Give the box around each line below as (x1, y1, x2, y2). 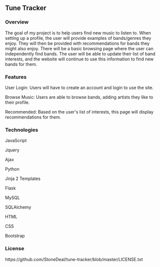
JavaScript (5, 138, 27, 144)
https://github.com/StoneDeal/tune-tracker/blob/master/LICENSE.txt (5, 256, 143, 262)
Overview (5, 19, 29, 26)
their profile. (5, 99, 30, 105)
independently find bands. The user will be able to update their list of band (5, 51, 156, 57)
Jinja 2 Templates (5, 176, 41, 181)
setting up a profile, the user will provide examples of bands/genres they (5, 35, 152, 41)
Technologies (5, 126, 38, 133)
